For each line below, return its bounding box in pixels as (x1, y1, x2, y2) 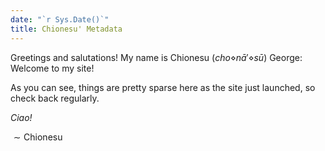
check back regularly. (10, 92, 100, 104)
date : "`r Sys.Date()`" (10, 14, 110, 25)
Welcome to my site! (10, 62, 95, 74)
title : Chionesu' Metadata (10, 24, 123, 34)
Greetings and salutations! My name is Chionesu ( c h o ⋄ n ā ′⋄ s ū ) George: (10, 51, 303, 63)
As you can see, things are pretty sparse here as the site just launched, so (10, 81, 316, 93)
